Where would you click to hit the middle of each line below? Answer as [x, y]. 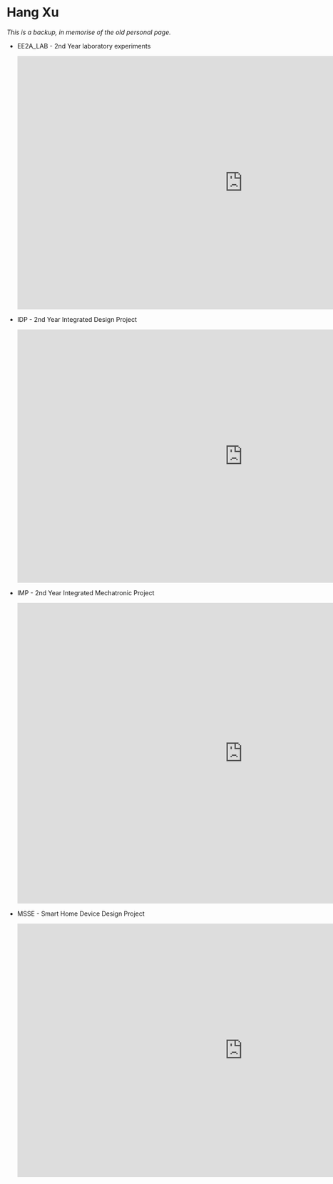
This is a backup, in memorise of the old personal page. [89, 32]
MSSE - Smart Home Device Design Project [81, 914]
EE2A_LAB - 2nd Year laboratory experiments [84, 46]
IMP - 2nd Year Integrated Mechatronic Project [86, 592]
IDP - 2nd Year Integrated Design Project [77, 319]
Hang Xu [33, 12]
